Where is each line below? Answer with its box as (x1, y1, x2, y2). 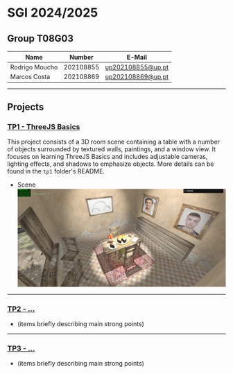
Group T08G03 (7, 33, 74, 44)
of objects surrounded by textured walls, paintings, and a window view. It (7, 145, 216, 153)
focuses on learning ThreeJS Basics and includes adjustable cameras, (7, 153, 208, 161)
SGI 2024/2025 (7, 5, 98, 21)
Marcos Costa (10, 73, 51, 80)
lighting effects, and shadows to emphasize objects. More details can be (7, 160, 214, 168)
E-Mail (126, 53, 148, 61)
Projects (7, 101, 44, 112)
